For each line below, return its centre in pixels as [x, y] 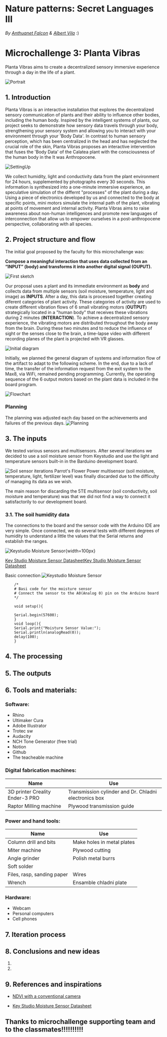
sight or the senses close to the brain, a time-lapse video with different [78, 333]
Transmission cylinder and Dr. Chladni [112, 792]
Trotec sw [23, 731]
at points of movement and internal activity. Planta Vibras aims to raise [77, 208]
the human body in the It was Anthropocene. [51, 157]
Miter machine [24, 850]
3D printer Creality [29, 792]
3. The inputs [26, 439]
